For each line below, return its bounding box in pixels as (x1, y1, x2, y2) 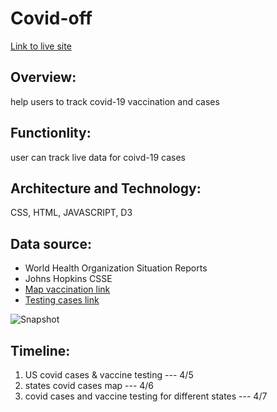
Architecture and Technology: (10, 180, 202, 197)
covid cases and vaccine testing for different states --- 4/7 (24, 390, 268, 402)
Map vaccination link (24, 283, 111, 296)
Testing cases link (24, 294, 100, 306)
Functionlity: (10, 125, 92, 142)
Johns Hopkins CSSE (24, 273, 113, 285)
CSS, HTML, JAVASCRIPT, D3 (10, 207, 133, 219)
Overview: (10, 69, 77, 86)
